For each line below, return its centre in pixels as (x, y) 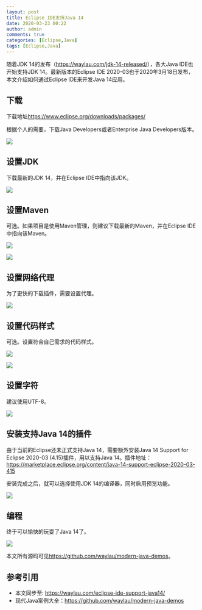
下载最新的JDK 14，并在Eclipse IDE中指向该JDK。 (69, 178)
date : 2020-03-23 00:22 (37, 23)
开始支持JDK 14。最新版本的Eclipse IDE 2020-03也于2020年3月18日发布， (100, 71)
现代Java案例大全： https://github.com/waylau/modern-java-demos (99, 601)
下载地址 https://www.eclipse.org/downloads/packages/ (76, 116)
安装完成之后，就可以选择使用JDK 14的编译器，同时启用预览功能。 (90, 483)
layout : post (23, 12)
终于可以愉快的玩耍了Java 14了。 (48, 532)
